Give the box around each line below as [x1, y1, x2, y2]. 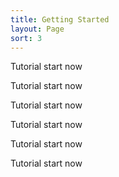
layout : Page [10, 24, 65, 34]
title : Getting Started [10, 14, 110, 25]
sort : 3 [10, 33, 43, 43]
